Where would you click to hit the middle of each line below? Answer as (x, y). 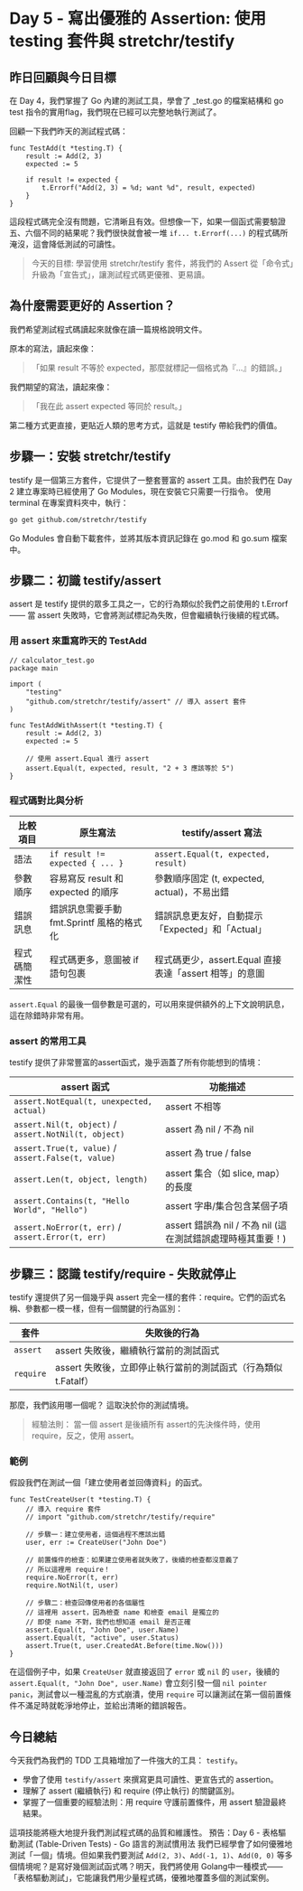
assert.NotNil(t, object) (69, 1134)
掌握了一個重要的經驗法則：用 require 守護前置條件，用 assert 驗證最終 (154, 1802)
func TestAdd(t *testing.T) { (66, 148)
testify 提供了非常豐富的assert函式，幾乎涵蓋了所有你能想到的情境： (136, 1063)
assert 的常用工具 (48, 1041)
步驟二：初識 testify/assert (85, 580)
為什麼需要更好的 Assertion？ (92, 306)
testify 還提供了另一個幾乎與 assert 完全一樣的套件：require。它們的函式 (144, 1297)
